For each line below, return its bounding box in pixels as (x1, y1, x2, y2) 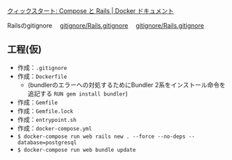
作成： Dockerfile (17, 72, 67, 80)
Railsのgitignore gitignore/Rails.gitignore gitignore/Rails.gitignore (7, 21, 204, 30)
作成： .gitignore (17, 63, 67, 71)
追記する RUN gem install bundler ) (27, 89, 129, 98)
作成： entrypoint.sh (17, 115, 76, 123)
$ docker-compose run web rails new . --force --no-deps (17, 133, 186, 140)
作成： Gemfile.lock (17, 107, 74, 115)
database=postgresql (17, 139, 77, 146)
